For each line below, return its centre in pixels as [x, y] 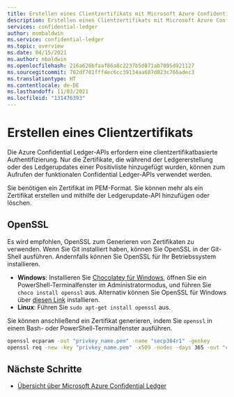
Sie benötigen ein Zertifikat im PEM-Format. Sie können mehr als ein [105, 188]
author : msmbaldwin [36, 33]
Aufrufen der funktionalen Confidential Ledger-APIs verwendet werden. [110, 174]
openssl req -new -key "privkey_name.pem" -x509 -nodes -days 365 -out [113, 347]
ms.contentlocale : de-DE [43, 85]
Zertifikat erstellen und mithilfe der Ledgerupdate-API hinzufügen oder [109, 195]
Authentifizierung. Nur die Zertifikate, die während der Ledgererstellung [110, 159]
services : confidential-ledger [53, 27]
